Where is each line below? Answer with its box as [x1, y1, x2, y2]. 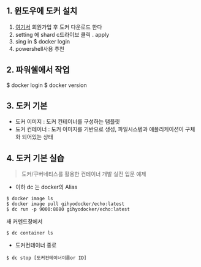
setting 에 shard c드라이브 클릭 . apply [15, 31, 110, 38]
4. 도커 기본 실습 [6, 152, 64, 164]
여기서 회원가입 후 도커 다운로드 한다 [15, 23, 102, 31]
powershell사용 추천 [15, 45, 65, 52]
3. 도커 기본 [6, 100, 48, 111]
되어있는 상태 [21, 133, 53, 141]
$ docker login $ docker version [6, 81, 87, 89]
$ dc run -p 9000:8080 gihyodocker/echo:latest [6, 206, 131, 212]
